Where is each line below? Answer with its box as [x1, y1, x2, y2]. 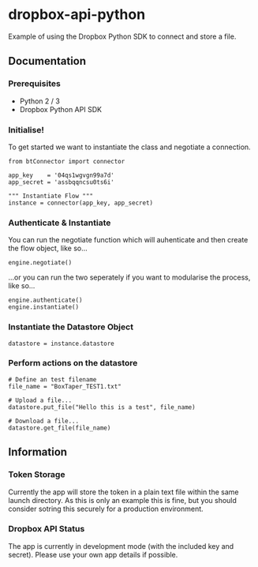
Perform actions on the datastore [8, 358, 138, 369]
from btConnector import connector [8, 157, 125, 165]
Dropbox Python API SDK [19, 104, 103, 114]
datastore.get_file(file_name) [8, 424, 111, 432]
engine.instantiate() [8, 303, 80, 311]
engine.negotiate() [8, 259, 73, 267]
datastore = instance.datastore [8, 340, 114, 347]
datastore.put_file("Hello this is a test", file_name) [8, 403, 196, 411]
